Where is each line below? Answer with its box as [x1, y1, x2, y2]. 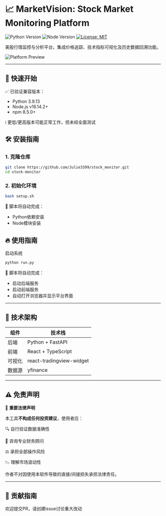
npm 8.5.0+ [12, 109, 36, 115]
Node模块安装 [12, 220, 41, 226]
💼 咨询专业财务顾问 [5, 438, 44, 444]
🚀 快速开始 [5, 74, 37, 83]
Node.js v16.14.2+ [12, 103, 48, 109]
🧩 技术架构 [5, 313, 37, 322]
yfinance [27, 367, 48, 373]
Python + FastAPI [27, 338, 68, 345]
